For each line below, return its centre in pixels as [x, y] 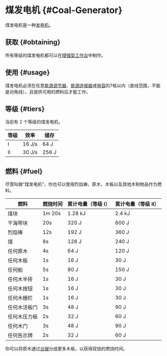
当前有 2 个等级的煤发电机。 [34, 122]
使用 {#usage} [28, 73]
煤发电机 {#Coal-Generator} [64, 10]
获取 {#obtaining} [33, 42]
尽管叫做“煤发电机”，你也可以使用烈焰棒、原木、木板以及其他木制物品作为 [82, 184]
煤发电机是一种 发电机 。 [29, 25]
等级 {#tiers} [25, 109]
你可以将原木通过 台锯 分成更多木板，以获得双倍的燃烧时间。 [66, 349]
